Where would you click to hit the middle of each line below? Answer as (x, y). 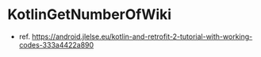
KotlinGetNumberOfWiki (90, 15)
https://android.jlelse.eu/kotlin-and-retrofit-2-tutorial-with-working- (142, 36)
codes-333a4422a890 (56, 44)
